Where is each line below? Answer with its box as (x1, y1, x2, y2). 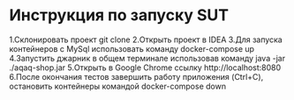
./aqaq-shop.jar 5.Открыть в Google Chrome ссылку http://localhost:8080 (9, 62, 282, 73)
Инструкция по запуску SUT (9, 5, 230, 25)
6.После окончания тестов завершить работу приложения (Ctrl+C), (9, 71, 264, 82)
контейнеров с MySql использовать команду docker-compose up (9, 43, 254, 54)
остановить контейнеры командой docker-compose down (9, 81, 227, 91)
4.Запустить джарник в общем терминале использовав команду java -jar (9, 53, 285, 63)
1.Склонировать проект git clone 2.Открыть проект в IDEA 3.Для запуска (9, 34, 283, 45)
